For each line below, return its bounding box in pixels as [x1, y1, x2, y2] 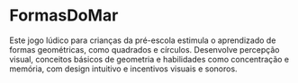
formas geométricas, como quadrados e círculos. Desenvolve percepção [9, 44, 280, 54]
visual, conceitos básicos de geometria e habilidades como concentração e [9, 54, 290, 64]
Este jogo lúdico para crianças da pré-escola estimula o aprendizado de [9, 35, 276, 46]
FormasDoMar [9, 5, 119, 26]
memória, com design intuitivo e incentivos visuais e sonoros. [9, 63, 238, 74]
